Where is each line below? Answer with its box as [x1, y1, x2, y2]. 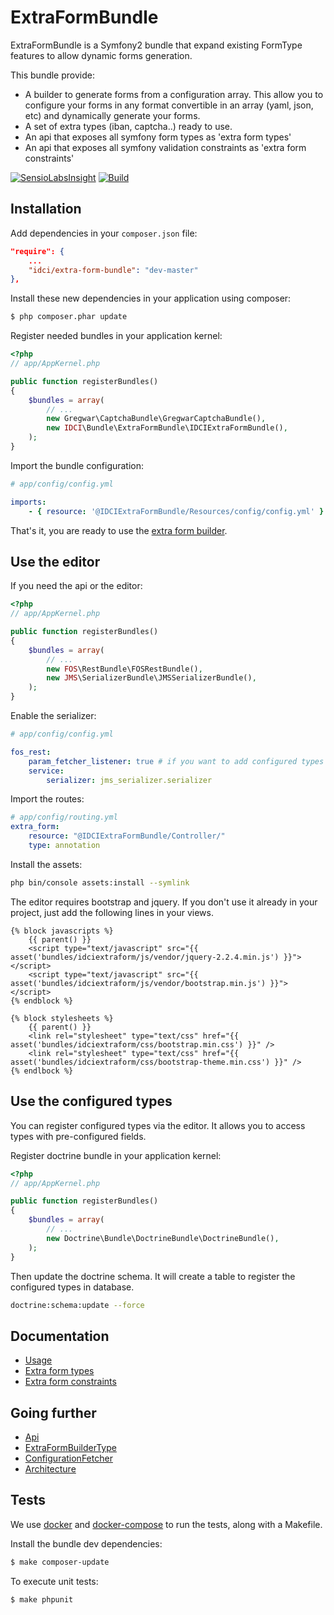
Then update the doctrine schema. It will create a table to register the [10, 1270, 296, 1282]
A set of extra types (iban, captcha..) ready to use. [24, 120, 233, 132]
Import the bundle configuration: [10, 459, 145, 471]
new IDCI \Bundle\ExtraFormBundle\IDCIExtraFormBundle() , [46, 423, 288, 433]
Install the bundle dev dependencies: [10, 1537, 163, 1550]
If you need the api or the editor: [10, 580, 143, 592]
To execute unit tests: [10, 1575, 99, 1587]
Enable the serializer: [10, 710, 97, 722]
